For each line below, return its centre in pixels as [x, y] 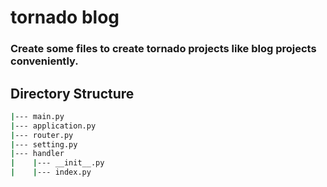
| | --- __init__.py [57, 163]
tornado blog [65, 17]
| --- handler [37, 154]
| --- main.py [37, 116]
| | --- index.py [51, 172]
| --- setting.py [44, 144]
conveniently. [44, 61]
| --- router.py [42, 135]
